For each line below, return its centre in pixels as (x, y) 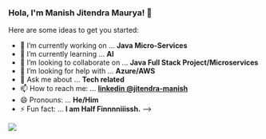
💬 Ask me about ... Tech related (72, 80)
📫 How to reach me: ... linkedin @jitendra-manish (104, 89)
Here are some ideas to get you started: (74, 30)
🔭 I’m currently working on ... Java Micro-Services (103, 46)
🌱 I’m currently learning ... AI (67, 54)
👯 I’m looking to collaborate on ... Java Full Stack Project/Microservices (139, 62)
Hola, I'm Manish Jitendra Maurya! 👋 (80, 13)
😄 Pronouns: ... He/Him (59, 100)
